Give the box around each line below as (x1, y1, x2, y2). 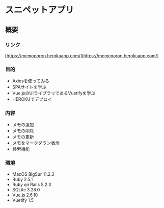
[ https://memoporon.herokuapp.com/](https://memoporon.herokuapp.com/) (5, 52, 159, 59)
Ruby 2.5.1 (12, 176, 33, 182)
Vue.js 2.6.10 (12, 192, 38, 198)
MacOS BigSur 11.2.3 (12, 171, 55, 177)
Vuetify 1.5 (12, 197, 34, 203)
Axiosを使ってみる (12, 78, 50, 84)
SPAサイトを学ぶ (12, 84, 47, 90)
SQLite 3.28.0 (12, 186, 40, 192)
